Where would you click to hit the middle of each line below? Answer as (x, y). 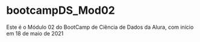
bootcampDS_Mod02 (61, 10)
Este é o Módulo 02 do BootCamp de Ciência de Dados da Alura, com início (100, 27)
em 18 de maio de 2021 (35, 33)
